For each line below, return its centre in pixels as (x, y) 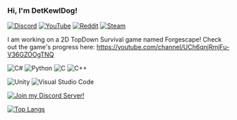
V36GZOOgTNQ (31, 54)
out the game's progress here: (51, 47)
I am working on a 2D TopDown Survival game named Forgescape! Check (115, 40)
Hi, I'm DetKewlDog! (42, 11)
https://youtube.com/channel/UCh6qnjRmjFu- (163, 47)
